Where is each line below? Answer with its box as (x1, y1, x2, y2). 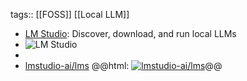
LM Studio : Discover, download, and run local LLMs (24, 28, 237, 39)
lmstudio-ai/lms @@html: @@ (24, 60, 223, 71)
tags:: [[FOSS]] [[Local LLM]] (10, 9, 130, 20)
